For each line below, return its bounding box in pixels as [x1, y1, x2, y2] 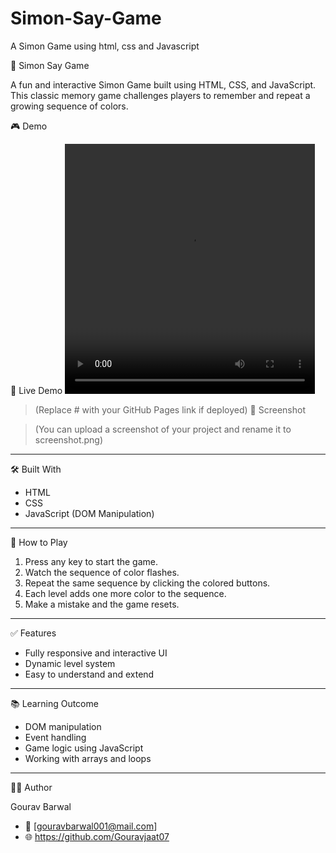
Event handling [24, 731, 87, 743]
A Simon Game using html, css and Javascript [10, 40, 200, 52]
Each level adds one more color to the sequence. [24, 587, 227, 599]
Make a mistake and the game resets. [24, 598, 180, 610]
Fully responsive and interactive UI [24, 647, 168, 659]
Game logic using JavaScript [24, 742, 144, 754]
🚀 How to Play [10, 536, 68, 548]
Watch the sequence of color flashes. [24, 566, 180, 578]
